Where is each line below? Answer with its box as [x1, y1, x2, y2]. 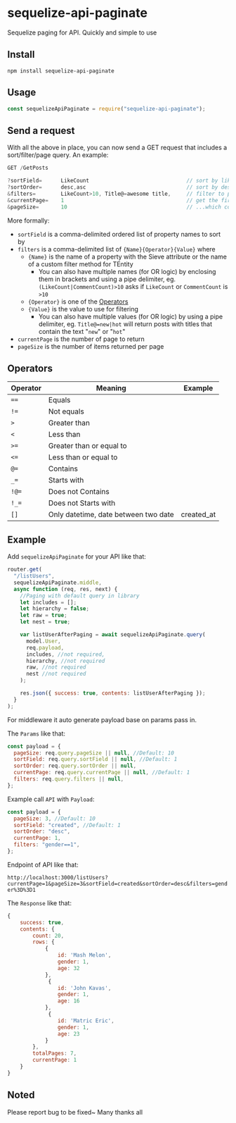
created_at [181, 509, 216, 519]
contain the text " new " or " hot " [38, 327, 126, 335]
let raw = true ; [20, 612, 68, 619]
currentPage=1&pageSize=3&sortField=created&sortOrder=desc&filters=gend [7, 880, 228, 887]
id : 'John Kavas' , [57, 984, 112, 991]
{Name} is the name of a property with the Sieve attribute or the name [27, 252, 227, 261]
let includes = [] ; [20, 599, 77, 606]
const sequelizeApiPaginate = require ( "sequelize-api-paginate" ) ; [7, 105, 206, 112]
